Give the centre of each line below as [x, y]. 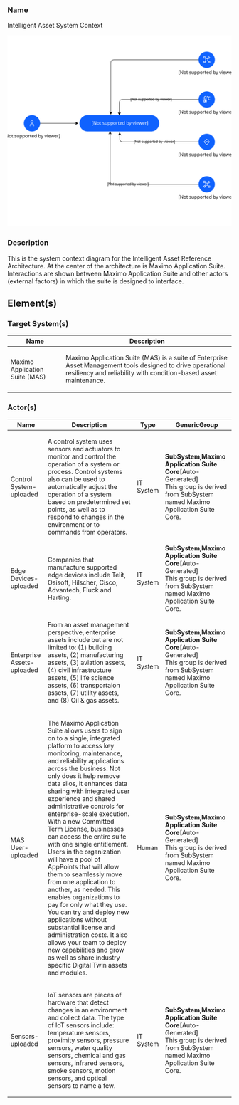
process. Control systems [85, 471]
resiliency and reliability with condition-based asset [141, 373]
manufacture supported [82, 567]
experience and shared [81, 798]
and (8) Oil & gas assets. [83, 701]
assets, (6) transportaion [84, 686]
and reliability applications [86, 760]
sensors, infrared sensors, [86, 1063]
